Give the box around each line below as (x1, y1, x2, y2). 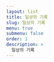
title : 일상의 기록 (6, 14, 48, 20)
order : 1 (6, 36, 28, 42)
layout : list (6, 8, 39, 15)
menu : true (6, 25, 33, 31)
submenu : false (6, 31, 44, 37)
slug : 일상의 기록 (6, 19, 46, 25)
